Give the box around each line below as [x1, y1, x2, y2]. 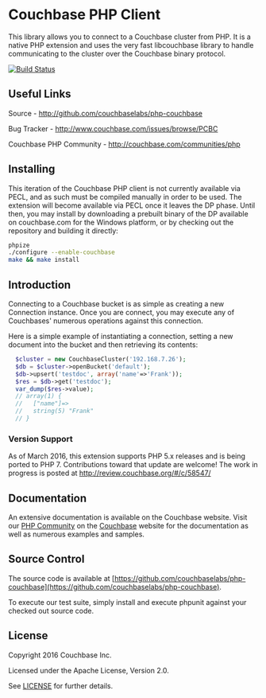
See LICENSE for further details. [8, 680, 114, 690]
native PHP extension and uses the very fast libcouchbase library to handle [8, 40, 254, 49]
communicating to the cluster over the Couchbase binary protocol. [8, 49, 226, 58]
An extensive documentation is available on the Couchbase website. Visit [8, 512, 248, 522]
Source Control [8, 552, 85, 566]
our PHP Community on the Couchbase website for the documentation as [8, 521, 249, 530]
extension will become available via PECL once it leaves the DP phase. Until [8, 201, 256, 210]
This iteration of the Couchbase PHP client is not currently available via [8, 183, 241, 193]
